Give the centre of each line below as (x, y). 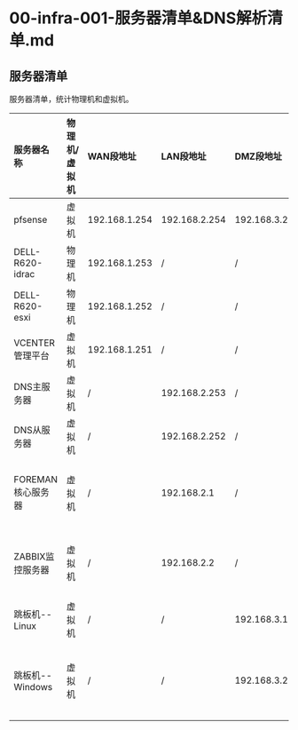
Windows (33, 687)
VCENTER (35, 343)
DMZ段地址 (258, 156)
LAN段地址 (184, 156)
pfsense (31, 220)
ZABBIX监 (34, 556)
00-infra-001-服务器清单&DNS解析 (138, 18)
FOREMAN (36, 479)
